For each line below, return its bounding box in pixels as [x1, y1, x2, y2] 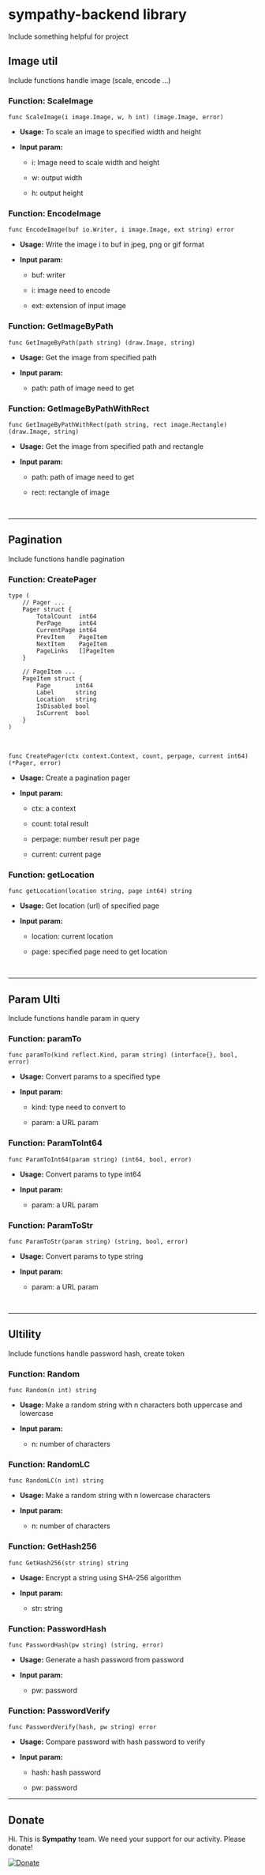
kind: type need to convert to [31, 1102, 126, 1112]
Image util [8, 55, 58, 68]
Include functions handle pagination [8, 554, 125, 563]
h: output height [31, 188, 84, 198]
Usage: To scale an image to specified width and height [19, 127, 202, 137]
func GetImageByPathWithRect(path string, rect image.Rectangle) [8, 420, 227, 428]
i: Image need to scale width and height [31, 158, 160, 168]
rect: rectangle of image [31, 488, 110, 497]
